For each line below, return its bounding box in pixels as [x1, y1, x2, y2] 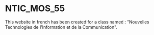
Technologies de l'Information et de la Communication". [5, 24, 118, 30]
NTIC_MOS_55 [5, 3, 65, 14]
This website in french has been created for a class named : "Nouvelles [5, 19, 150, 25]
